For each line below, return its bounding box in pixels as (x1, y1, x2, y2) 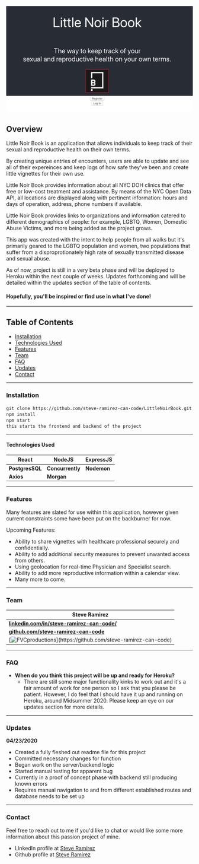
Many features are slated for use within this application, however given (6, 509, 179, 516)
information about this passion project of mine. (6, 833, 120, 840)
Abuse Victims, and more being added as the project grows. (6, 225, 153, 232)
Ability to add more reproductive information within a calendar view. (14, 569, 181, 576)
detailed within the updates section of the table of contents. (6, 279, 152, 287)
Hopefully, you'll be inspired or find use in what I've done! (6, 293, 151, 300)
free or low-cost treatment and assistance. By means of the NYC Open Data (6, 188, 191, 195)
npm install (6, 411, 36, 417)
